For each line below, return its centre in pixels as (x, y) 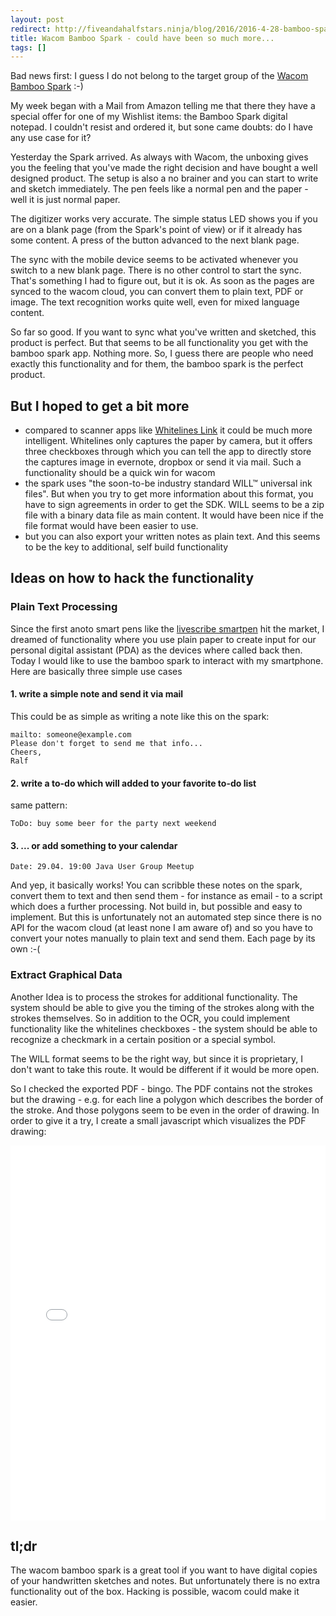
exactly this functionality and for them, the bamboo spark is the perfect (157, 364)
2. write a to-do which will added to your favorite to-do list (133, 783)
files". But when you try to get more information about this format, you (169, 494)
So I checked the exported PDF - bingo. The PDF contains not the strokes (161, 1088)
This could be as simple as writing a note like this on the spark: (140, 716)
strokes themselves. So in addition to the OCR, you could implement (150, 1018)
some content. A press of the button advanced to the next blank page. (155, 240)
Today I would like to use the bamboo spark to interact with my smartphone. (167, 660)
